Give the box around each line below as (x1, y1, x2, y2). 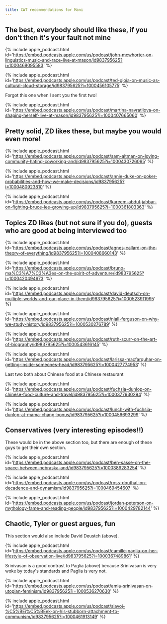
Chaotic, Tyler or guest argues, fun (5, 520, 116, 528)
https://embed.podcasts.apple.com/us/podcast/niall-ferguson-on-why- (13, 316, 160, 322)
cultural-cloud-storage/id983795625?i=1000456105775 (5, 83, 120, 89)
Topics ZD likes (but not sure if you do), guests (5, 218, 153, 227)
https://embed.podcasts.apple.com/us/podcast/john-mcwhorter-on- (13, 52, 154, 58)
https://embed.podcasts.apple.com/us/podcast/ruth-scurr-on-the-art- (13, 336, 158, 342)
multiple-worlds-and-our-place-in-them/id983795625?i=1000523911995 (5, 296, 154, 302)
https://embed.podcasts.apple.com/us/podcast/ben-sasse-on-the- (13, 459, 151, 465)
